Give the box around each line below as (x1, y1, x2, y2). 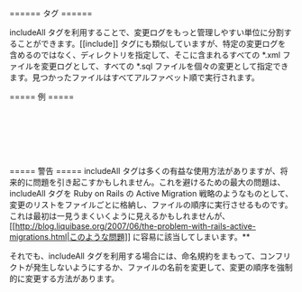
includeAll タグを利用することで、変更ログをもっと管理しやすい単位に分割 (9, 27, 284, 38)
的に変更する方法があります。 (9, 273, 120, 284)
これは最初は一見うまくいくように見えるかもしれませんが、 (9, 211, 230, 221)
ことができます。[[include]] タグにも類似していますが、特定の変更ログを (16, 39, 287, 49)
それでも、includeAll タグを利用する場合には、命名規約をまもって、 (9, 251, 260, 261)
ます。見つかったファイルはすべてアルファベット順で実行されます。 (9, 72, 260, 83)
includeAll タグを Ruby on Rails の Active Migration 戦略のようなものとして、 (9, 188, 294, 198)
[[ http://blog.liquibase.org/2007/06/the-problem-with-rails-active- (9, 221, 257, 232)
